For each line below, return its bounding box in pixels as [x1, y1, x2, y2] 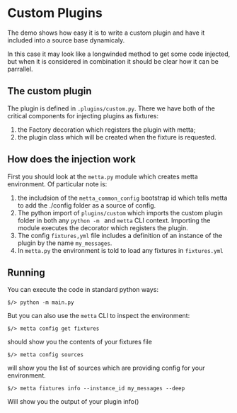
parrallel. [7, 64, 33, 73]
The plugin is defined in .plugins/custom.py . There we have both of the [7, 104, 216, 113]
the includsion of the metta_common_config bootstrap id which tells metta [17, 193, 228, 202]
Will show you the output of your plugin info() [7, 397, 139, 406]
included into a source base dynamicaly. [7, 35, 125, 44]
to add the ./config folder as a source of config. [17, 200, 156, 210]
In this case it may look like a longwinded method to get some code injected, [7, 50, 231, 58]
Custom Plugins [7, 5, 103, 21]
